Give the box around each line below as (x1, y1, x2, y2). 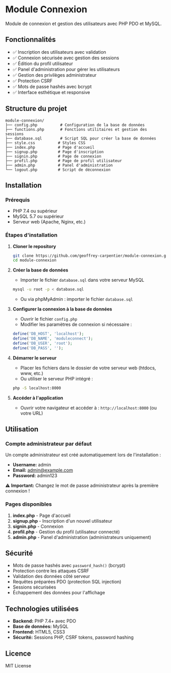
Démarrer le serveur (12, 354, 57, 361)
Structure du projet (5, 104, 67, 113)
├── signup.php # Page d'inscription (5, 149, 104, 154)
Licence (5, 649, 32, 658)
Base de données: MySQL (12, 623, 69, 630)
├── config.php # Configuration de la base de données (5, 122, 145, 127)
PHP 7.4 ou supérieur (12, 208, 58, 214)
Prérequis (5, 196, 30, 203)
